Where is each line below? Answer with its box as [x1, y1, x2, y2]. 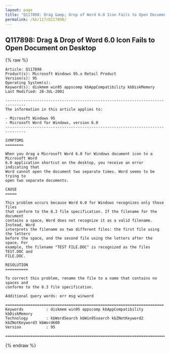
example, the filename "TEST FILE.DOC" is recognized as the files [5, 245, 151, 250]
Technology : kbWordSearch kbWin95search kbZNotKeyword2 [5, 316, 144, 321]
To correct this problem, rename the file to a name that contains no [5, 276, 157, 281]
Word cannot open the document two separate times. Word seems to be [5, 169, 155, 174]
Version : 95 [5, 325, 56, 330]
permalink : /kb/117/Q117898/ [5, 17, 67, 22]
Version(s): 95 [5, 76, 37, 81]
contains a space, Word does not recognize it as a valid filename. [5, 218, 153, 223]
